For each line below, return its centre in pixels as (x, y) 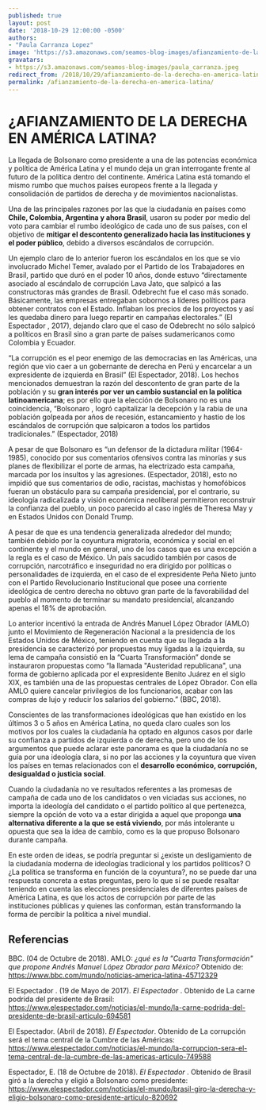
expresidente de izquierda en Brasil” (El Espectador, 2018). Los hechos (124, 375)
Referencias (39, 939)
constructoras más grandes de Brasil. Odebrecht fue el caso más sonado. (129, 292)
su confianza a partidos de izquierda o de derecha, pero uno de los (118, 740)
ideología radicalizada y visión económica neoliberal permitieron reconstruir (132, 500)
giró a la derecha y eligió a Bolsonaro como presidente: (98, 1081)
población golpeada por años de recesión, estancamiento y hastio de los (127, 417)
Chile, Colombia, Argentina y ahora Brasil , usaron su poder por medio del (129, 218)
